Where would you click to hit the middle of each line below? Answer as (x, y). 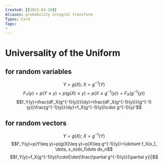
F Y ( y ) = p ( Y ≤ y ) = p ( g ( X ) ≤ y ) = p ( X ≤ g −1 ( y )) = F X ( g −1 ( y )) (84, 93)
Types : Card (17, 19)
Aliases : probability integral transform (49, 14)
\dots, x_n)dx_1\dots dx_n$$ (84, 149)
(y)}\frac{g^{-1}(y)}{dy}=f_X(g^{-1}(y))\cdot (71, 107)
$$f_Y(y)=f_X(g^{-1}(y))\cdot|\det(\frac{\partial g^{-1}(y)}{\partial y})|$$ (84, 157)
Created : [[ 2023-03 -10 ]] (31, 10)
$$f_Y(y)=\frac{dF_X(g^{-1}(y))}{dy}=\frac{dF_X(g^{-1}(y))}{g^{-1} (84, 102)
